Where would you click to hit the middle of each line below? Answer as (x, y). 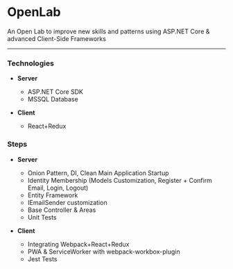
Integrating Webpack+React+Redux (78, 244)
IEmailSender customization (67, 202)
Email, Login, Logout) (58, 188)
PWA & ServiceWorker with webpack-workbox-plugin (104, 252)
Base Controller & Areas (62, 210)
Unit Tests (42, 217)
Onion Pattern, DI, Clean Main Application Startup (98, 173)
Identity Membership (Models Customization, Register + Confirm (120, 180)
